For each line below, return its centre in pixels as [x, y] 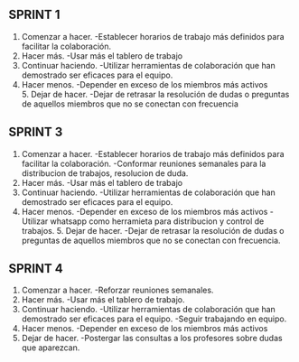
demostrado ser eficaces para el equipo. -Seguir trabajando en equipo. [154, 319]
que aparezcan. [51, 348]
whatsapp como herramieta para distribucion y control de [157, 221]
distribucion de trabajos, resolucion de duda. [105, 173]
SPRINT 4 [36, 269]
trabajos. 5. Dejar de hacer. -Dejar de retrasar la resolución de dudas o [153, 230]
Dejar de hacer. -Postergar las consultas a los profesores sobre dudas [152, 339]
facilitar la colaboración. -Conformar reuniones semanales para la [144, 163]
